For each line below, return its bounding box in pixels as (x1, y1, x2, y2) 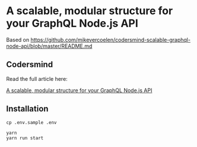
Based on (6, 36, 30, 43)
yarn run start (6, 135, 44, 141)
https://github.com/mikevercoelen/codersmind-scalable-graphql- (30, 36, 191, 43)
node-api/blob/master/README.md (6, 43, 93, 50)
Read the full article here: (6, 75, 68, 82)
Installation (6, 104, 49, 114)
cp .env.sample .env (6, 119, 58, 125)
